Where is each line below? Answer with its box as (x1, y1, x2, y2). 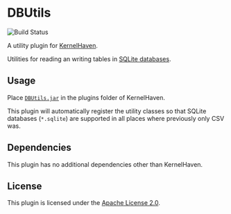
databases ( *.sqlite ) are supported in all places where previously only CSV (7, 114, 225, 122)
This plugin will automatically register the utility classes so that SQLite (7, 106, 207, 115)
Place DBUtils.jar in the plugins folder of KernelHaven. (7, 93, 165, 101)
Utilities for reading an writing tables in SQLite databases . (7, 54, 171, 63)
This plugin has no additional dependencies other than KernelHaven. (7, 160, 203, 168)
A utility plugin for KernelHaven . (7, 41, 99, 49)
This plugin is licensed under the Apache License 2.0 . (7, 199, 161, 207)
